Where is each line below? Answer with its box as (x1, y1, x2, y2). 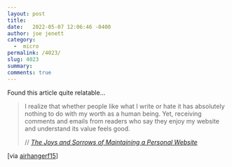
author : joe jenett (7, 29, 64, 37)
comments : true (7, 69, 52, 76)
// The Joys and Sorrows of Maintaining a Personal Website (24, 138, 198, 146)
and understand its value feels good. (24, 124, 131, 133)
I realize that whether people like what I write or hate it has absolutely (24, 102, 225, 110)
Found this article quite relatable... (7, 88, 106, 97)
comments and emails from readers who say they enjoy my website (24, 116, 219, 125)
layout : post (7, 10, 46, 18)
